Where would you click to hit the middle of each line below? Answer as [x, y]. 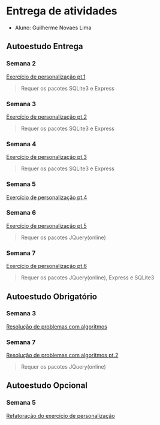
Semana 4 [21, 144]
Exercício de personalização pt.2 [47, 117]
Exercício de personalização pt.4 [47, 197]
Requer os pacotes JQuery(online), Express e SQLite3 [87, 278]
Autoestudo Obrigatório [52, 296]
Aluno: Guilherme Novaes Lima [53, 28]
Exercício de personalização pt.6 [46, 266]
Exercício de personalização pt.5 [46, 225]
